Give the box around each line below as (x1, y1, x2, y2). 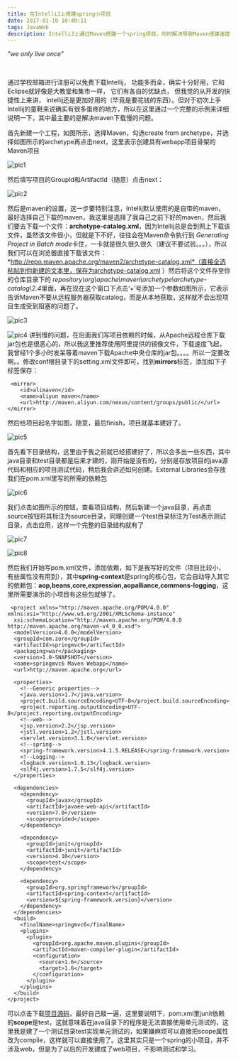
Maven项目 (7, 146, 40, 155)
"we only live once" (7, 50, 64, 58)
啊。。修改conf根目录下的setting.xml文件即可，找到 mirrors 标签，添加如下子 (7, 357, 227, 366)
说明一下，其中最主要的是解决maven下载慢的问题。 (7, 114, 157, 122)
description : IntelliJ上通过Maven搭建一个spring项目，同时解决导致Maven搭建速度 (7, 30, 230, 38)
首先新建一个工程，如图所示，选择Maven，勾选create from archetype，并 (7, 129, 223, 137)
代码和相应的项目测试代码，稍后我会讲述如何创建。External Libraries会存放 (7, 465, 227, 474)
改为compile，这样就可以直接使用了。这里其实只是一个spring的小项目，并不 (7, 1036, 229, 1044)
